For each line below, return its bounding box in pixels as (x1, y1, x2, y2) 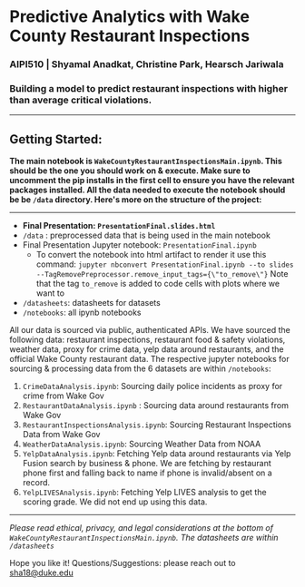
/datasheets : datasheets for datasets (22, 298, 161, 308)
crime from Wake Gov (22, 390, 104, 401)
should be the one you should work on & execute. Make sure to (9, 165, 251, 176)
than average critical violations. (9, 93, 152, 106)
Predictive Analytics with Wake (9, 6, 250, 27)
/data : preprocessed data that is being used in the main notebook (22, 230, 271, 241)
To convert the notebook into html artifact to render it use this (35, 249, 267, 260)
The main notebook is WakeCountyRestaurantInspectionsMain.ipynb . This (9, 156, 283, 167)
